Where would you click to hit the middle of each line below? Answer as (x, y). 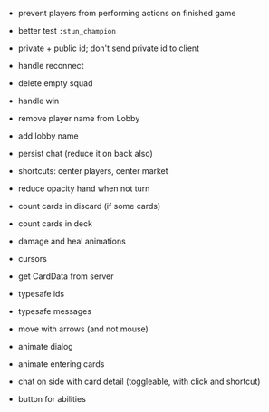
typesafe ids (41, 294)
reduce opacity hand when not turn (84, 188)
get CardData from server (66, 276)
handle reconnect (51, 66)
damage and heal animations (72, 241)
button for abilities (52, 399)
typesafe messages (55, 311)
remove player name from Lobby (79, 118)
